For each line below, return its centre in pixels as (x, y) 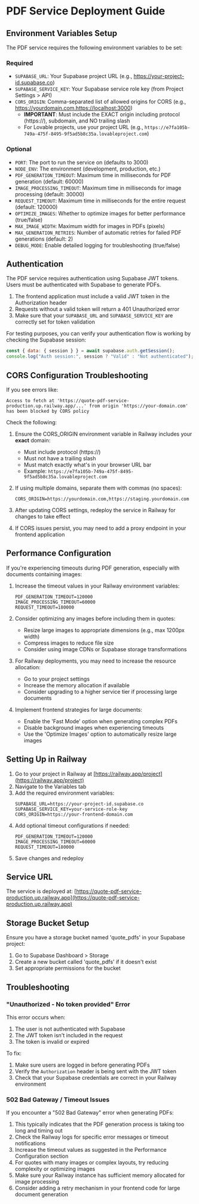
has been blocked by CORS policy (48, 411)
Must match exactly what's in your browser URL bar (88, 465)
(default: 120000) (36, 207)
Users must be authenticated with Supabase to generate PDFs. (84, 285)
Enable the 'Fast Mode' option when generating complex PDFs (101, 721)
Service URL (30, 877)
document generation (42, 1194)
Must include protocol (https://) (62, 452)
